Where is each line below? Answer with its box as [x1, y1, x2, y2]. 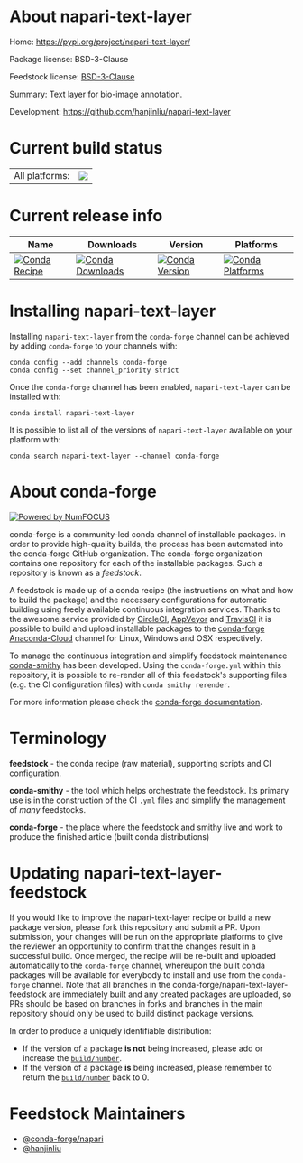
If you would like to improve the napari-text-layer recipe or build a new [9, 912, 271, 923]
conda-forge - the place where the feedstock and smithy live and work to [9, 822, 283, 833]
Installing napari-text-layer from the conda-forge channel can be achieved [9, 330, 289, 341]
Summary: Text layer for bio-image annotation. [9, 88, 183, 99]
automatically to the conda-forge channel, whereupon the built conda [9, 960, 266, 971]
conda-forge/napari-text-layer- [172, 979, 289, 990]
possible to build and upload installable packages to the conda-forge [9, 623, 265, 634]
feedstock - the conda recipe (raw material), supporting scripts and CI [9, 758, 272, 768]
